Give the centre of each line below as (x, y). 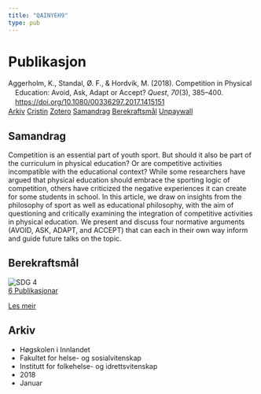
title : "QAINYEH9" (38, 15)
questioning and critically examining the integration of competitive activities (130, 213)
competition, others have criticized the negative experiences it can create (127, 188)
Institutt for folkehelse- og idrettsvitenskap (88, 366)
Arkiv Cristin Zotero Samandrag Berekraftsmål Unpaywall (101, 112)
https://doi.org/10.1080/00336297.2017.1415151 (90, 102)
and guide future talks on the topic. (65, 238)
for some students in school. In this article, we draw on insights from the (125, 197)
